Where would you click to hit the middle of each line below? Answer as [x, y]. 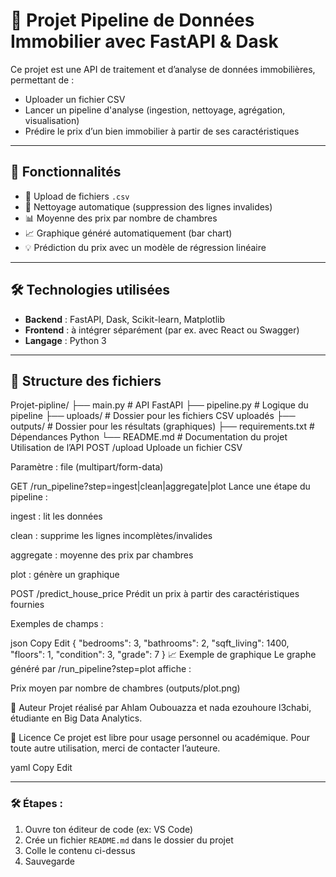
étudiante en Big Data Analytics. [76, 718]
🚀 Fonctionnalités [66, 172]
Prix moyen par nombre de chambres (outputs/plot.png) [125, 688]
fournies [27, 605]
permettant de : [42, 80]
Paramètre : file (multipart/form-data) [87, 467]
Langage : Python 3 [65, 340]
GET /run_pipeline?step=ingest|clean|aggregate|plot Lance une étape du [160, 486]
